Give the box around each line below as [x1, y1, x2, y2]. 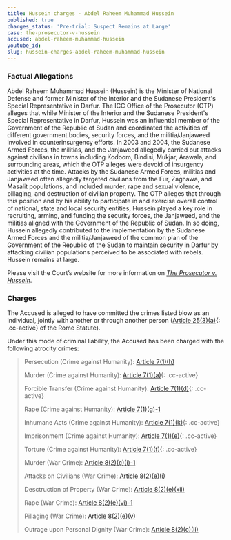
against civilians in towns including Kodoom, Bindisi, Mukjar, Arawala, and [7, 153, 217, 161]
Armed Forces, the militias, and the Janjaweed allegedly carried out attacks [7, 146, 221, 154]
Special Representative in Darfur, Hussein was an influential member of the [7, 117, 221, 125]
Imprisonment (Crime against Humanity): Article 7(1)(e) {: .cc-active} [23, 432, 217, 440]
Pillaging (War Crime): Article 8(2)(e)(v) [23, 512, 136, 521]
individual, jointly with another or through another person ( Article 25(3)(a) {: [7, 317, 221, 325]
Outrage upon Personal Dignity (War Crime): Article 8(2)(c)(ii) [23, 526, 199, 534]
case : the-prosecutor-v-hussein [7, 29, 100, 37]
